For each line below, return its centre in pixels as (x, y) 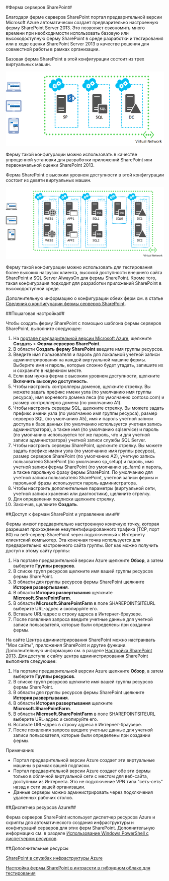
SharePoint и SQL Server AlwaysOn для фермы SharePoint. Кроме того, (81, 278)
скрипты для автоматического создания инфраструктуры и (70, 822)
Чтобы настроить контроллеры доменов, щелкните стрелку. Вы (82, 386)
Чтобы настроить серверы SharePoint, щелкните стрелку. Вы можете (88, 445)
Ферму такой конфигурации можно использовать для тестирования (79, 267)
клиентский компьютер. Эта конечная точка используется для (73, 540)
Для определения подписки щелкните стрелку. (64, 499)
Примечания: (20, 750)
